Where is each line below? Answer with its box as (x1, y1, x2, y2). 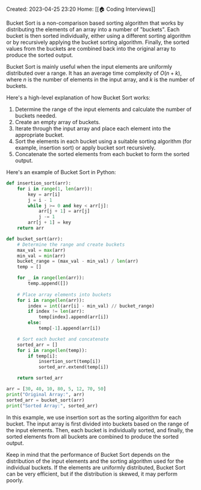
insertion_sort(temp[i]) (38, 359, 101, 365)
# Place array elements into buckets (17, 292, 112, 298)
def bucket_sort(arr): (6, 236, 63, 242)
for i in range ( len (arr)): (17, 297, 85, 303)
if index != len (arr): (28, 309, 85, 315)
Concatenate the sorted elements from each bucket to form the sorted (14, 151, 190, 157)
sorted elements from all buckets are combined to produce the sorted (6, 433, 179, 440)
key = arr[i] (28, 191, 61, 198)
